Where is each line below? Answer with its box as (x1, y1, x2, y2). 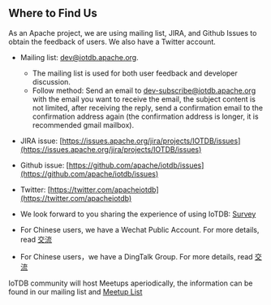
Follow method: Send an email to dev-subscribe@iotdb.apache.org (32, 85, 256, 95)
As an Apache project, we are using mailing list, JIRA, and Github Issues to (8, 28, 257, 37)
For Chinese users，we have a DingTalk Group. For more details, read (19, 251, 253, 261)
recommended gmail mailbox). (32, 120, 135, 129)
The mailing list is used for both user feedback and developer (32, 68, 238, 78)
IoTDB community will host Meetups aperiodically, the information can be (8, 278, 253, 288)
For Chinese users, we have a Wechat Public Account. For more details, (19, 224, 260, 234)
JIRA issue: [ (19, 136, 62, 146)
